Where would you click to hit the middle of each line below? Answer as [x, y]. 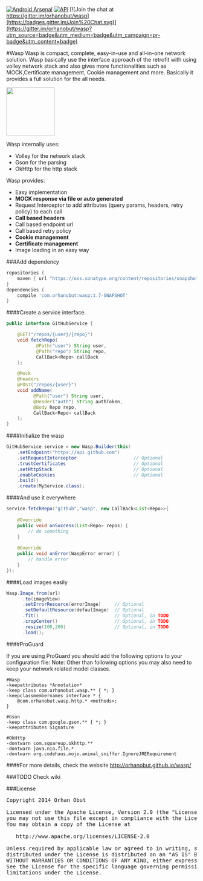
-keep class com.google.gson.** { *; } [56, 722]
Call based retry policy [43, 231]
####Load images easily [37, 582]
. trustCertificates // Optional [90, 463]
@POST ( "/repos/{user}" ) [47, 385]
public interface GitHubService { [50, 323]
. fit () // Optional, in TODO [95, 616]
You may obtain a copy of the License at [69, 824]
